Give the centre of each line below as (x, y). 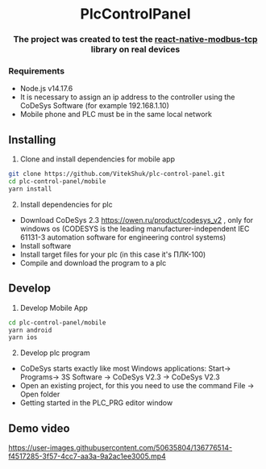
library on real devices (135, 49)
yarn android (30, 330)
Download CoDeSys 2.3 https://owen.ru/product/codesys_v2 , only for (137, 220)
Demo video (39, 428)
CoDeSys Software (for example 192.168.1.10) (94, 106)
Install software (46, 245)
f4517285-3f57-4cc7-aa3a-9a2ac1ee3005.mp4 (87, 456)
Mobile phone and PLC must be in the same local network (116, 115)
